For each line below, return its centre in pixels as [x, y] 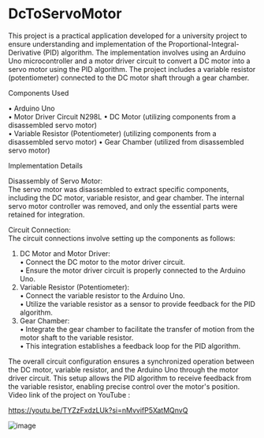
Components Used [39, 93]
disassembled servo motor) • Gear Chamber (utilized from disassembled [126, 142]
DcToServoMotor [65, 14]
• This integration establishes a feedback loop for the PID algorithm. [130, 345]
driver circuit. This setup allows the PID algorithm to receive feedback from [130, 378]
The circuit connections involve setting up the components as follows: [122, 238]
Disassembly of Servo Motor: [56, 181]
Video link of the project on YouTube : [69, 395]
